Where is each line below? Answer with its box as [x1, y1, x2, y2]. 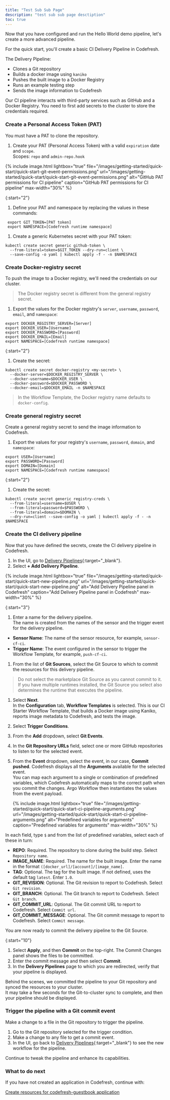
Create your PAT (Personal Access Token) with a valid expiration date [12, 142, 160, 148]
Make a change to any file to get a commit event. [12, 1034, 115, 1040]
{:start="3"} [5, 604, 30, 610]
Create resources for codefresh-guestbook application [5, 1089, 120, 1095]
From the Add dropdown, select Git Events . [12, 733, 104, 739]
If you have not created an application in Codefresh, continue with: [5, 1079, 145, 1085]
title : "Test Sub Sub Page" [5, 7, 65, 13]
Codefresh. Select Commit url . [12, 906, 76, 913]
